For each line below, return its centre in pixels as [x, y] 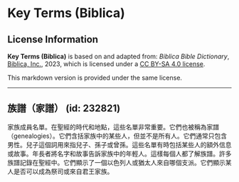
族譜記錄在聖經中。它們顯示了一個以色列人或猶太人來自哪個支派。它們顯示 [116, 162]
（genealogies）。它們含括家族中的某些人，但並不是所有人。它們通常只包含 [117, 136]
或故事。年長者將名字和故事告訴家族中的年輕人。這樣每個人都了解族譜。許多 [119, 154]
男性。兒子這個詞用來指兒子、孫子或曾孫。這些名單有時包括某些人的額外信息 [119, 144]
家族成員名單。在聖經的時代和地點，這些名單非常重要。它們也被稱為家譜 [113, 127]
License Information [53, 39]
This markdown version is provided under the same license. [95, 77]
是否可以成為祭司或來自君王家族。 [63, 171]
